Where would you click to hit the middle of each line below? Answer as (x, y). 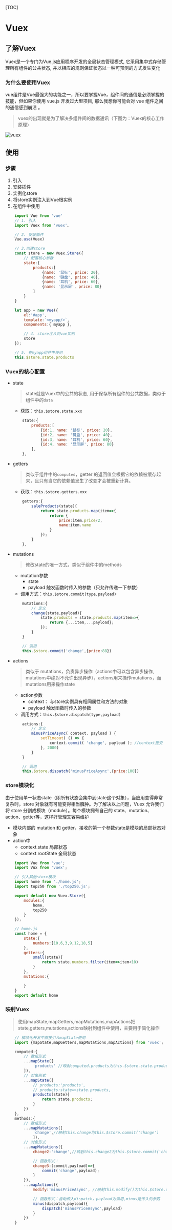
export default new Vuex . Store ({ (50, 896)
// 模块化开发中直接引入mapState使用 (50, 1038)
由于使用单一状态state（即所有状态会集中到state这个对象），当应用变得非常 (84, 797)
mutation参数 (34, 575)
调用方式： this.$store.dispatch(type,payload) (71, 714)
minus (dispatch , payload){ (60, 1204)
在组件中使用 (26, 206)
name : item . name (75, 525)
